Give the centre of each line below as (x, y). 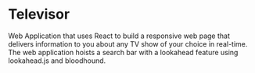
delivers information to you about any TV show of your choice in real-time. (128, 43)
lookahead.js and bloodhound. (57, 61)
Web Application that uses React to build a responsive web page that (119, 36)
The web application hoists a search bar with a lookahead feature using (123, 52)
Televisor (39, 14)
